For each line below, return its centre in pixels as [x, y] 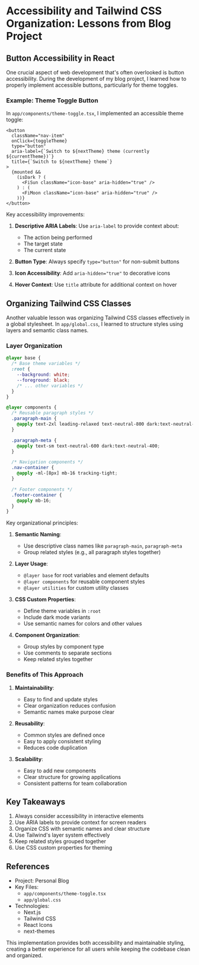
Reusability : [30, 723]
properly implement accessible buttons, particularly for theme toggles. [92, 85]
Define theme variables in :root [62, 611]
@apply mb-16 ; [34, 501]
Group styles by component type [64, 647]
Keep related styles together [58, 659]
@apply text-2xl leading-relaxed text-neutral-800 [81, 424]
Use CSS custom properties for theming [63, 848]
